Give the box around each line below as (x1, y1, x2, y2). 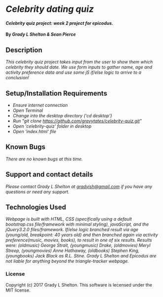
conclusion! (5, 75, 29, 81)
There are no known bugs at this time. (5, 156, 83, 162)
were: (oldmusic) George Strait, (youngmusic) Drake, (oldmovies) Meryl (5, 243, 151, 248)
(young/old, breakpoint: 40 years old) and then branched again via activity (5, 232, 158, 238)
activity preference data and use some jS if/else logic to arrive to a (5, 69, 142, 75)
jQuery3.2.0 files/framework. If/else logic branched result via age (5, 227, 138, 233)
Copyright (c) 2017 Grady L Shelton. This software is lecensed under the (5, 282, 152, 288)
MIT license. (5, 287, 31, 293)
